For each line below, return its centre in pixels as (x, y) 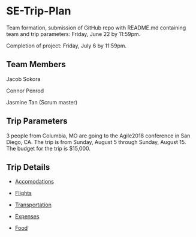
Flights (23, 193)
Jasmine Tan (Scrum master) (42, 102)
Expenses (27, 217)
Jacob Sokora (23, 79)
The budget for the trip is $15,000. (49, 148)
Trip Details (28, 167)
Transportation (33, 205)
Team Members (36, 64)
